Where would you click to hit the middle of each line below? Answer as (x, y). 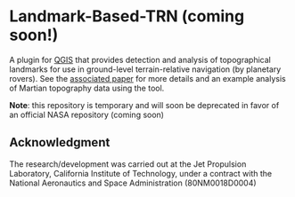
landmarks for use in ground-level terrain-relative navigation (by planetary (145, 69)
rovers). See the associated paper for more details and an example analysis (148, 78)
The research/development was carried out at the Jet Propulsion (128, 164)
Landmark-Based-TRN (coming (127, 16)
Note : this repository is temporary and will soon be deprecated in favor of (144, 105)
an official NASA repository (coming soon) (87, 114)
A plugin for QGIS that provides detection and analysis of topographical (140, 59)
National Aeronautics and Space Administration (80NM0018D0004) (133, 183)
